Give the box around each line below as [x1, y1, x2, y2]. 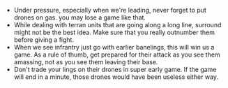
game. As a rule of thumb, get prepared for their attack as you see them [13, 50, 221, 59]
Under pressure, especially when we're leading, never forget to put [13, 6, 207, 14]
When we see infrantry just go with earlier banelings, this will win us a [13, 43, 215, 51]
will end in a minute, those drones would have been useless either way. [13, 73, 218, 81]
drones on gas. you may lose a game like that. [13, 13, 146, 22]
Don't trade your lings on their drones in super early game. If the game [13, 66, 217, 73]
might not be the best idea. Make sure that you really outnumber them [13, 28, 215, 36]
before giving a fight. [13, 36, 75, 44]
